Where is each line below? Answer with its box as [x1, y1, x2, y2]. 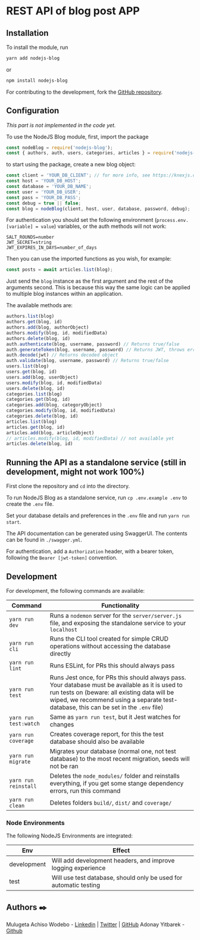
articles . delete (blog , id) [6, 441, 73, 447]
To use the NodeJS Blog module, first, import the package [6, 133, 149, 140]
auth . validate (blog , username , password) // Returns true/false [6, 358, 169, 364]
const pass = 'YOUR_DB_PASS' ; [6, 194, 82, 200]
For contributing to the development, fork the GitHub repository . [6, 88, 162, 95]
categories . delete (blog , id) [6, 413, 79, 419]
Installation [6, 28, 49, 38]
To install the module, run [6, 44, 68, 51]
